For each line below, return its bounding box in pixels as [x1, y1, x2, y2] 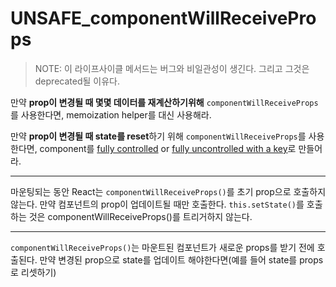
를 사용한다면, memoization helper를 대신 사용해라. [10, 108, 212, 121]
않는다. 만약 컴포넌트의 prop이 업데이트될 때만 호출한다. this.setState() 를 [10, 198, 305, 210]
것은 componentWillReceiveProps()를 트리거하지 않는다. [28, 210, 253, 222]
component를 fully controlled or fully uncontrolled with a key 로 [39, 142, 297, 154]
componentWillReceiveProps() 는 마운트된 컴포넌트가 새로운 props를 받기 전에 [10, 241, 315, 253]
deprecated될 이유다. [34, 75, 120, 87]
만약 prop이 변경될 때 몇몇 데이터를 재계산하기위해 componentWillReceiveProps [10, 96, 319, 108]
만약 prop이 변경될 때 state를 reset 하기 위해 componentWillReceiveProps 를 [10, 130, 307, 142]
